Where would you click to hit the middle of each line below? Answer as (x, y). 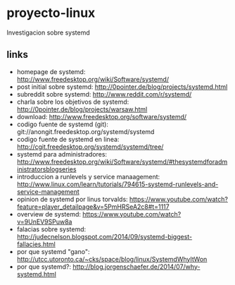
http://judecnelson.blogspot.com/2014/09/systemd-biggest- (104, 236)
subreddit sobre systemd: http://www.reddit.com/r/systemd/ (104, 94)
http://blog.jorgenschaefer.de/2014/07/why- (136, 267)
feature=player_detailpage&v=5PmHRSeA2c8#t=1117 (93, 207)
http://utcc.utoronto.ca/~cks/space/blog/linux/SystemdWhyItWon (112, 259)
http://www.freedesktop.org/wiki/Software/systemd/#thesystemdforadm (122, 162)
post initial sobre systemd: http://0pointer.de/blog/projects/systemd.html (122, 87)
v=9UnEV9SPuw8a (44, 222)
